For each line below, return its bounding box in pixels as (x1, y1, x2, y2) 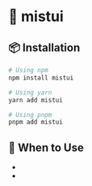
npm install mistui (8, 73, 74, 82)
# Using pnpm (8, 110, 52, 119)
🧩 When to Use (8, 141, 85, 154)
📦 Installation (8, 41, 81, 54)
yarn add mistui (8, 96, 63, 104)
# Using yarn (8, 89, 52, 97)
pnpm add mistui (8, 118, 63, 127)
